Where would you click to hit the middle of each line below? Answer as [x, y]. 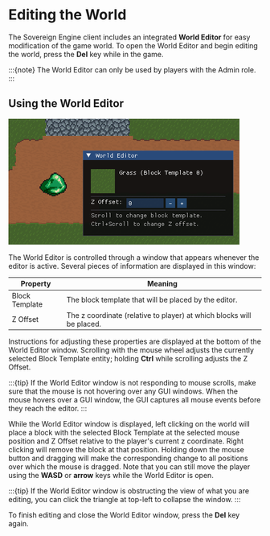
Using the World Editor [66, 103]
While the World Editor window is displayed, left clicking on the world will [129, 424]
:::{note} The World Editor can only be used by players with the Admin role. [132, 69]
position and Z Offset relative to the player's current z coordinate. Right [126, 441]
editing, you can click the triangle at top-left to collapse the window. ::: [125, 500]
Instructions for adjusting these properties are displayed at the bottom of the [135, 342]
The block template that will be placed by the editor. [152, 300]
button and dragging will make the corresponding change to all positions [128, 458]
